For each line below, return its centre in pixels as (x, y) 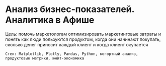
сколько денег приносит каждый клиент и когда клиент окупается (77, 44)
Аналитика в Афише (50, 20)
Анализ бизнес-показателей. (70, 9)
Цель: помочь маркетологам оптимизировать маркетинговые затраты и (83, 34)
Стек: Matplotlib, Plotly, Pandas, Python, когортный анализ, (72, 54)
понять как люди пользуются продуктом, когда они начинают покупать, (83, 39)
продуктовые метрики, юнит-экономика (45, 58)
